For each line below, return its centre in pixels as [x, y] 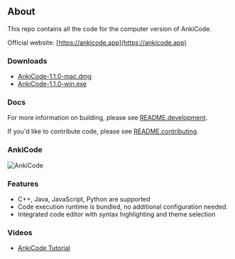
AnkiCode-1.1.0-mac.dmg [55, 77]
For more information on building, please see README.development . [108, 118]
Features [23, 184]
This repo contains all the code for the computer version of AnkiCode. [109, 28]
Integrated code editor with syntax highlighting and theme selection [116, 214]
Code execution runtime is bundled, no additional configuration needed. [123, 206]
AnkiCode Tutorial [44, 248]
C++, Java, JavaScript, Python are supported [84, 199]
